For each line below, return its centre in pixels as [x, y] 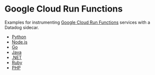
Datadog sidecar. [22, 27]
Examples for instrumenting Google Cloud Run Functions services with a [77, 22]
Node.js [20, 42]
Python [19, 37]
